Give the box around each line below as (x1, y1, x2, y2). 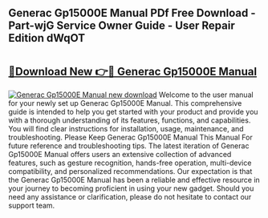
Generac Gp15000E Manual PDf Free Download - (8, 6, 256, 20)
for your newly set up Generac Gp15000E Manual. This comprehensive (8, 99, 242, 107)
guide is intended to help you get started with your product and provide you (8, 107, 258, 116)
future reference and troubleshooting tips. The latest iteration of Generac (8, 141, 250, 151)
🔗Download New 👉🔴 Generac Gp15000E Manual (8, 64, 258, 79)
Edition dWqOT (8, 31, 86, 45)
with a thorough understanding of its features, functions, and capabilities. (8, 115, 251, 125)
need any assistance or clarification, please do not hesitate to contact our (8, 192, 252, 201)
